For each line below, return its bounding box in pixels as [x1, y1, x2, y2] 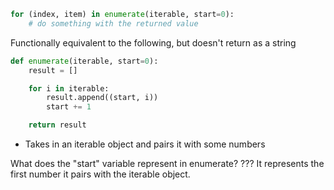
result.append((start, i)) [46, 93, 159, 103]
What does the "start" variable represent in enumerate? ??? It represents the [10, 158, 325, 169]
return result [28, 120, 87, 130]
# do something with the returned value [28, 18, 199, 29]
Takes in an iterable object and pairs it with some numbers [24, 138, 266, 150]
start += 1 [46, 102, 92, 112]
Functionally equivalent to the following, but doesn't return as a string [10, 36, 297, 49]
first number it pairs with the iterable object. [10, 168, 191, 180]
